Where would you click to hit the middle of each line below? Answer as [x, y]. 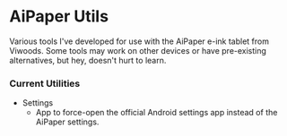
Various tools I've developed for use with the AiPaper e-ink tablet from [139, 41]
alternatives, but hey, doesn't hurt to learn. [88, 60]
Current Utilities [45, 83]
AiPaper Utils [59, 17]
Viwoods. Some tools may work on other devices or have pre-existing [138, 50]
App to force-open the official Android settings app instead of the [157, 113]
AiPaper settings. [67, 122]
